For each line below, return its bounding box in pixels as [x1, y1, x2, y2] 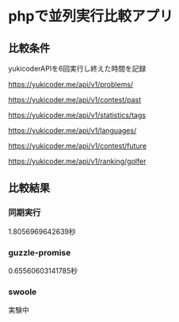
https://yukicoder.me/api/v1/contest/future [8, 141, 147, 151]
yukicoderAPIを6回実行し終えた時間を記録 [8, 64, 147, 73]
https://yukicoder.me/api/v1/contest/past [8, 95, 142, 104]
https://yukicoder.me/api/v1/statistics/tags [8, 110, 147, 120]
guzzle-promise [8, 247, 71, 258]
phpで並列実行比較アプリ [8, 7, 173, 25]
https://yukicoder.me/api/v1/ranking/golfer [8, 156, 147, 166]
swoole [8, 286, 37, 297]
